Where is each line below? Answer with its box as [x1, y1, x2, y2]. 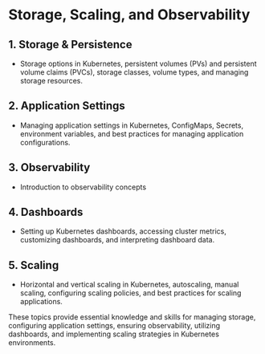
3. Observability [8, 161, 91, 174]
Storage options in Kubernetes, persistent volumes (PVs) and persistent [19, 59, 257, 68]
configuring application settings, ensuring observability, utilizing [8, 321, 221, 331]
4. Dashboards [8, 205, 84, 219]
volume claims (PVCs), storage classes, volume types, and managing [19, 67, 249, 77]
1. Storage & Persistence [8, 38, 132, 51]
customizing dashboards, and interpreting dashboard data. [19, 235, 215, 245]
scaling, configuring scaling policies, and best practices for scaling [19, 288, 242, 298]
